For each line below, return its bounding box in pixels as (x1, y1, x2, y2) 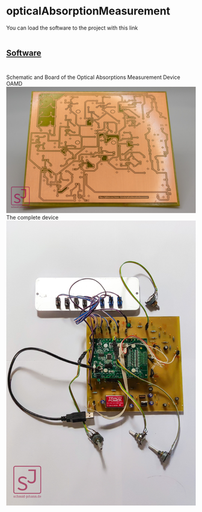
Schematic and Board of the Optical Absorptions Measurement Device (6, 74, 180, 81)
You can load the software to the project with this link (6, 24, 138, 31)
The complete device (6, 214, 59, 221)
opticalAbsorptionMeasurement (6, 4, 171, 18)
